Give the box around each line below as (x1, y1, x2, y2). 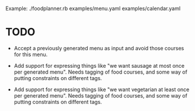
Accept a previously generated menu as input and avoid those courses (13, 44, 184, 51)
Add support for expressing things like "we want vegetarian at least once (13, 86, 190, 93)
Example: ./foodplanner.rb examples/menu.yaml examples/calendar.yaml (5, 5, 181, 12)
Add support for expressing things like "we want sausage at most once (13, 62, 185, 69)
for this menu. (13, 51, 48, 58)
